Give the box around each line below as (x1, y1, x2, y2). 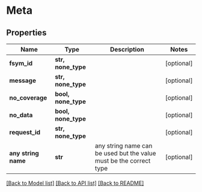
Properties (6, 28, 47, 38)
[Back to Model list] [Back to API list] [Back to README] (6, 179, 144, 187)
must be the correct (94, 157, 151, 165)
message (9, 76, 36, 85)
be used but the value (94, 149, 156, 157)
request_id (9, 128, 41, 136)
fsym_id (9, 59, 33, 67)
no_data (9, 111, 33, 119)
